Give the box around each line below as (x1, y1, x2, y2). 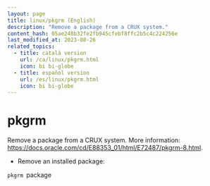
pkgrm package (7, 170, 51, 180)
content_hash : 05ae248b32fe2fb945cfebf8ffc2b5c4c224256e (7, 30, 178, 37)
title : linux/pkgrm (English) (7, 17, 97, 24)
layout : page (7, 10, 46, 18)
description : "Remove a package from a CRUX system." (7, 23, 169, 30)
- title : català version (13, 50, 87, 57)
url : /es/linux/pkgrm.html (20, 75, 99, 83)
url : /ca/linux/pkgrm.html (20, 56, 99, 63)
